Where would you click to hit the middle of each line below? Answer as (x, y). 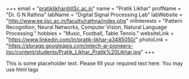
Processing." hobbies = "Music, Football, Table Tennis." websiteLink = (90, 33)
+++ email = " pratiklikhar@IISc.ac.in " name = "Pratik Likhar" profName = (94, 8)
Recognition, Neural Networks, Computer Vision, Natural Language (87, 27)
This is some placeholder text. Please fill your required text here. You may (94, 63)
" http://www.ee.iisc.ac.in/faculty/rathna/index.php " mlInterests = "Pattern (94, 21)
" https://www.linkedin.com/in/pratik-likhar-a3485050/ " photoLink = (87, 39)
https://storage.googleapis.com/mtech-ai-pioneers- (71, 46)
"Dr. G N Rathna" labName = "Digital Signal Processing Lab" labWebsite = (94, 15)
